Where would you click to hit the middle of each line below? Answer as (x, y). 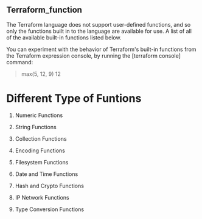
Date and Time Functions (47, 174)
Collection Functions (41, 138)
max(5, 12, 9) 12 (41, 74)
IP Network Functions (42, 197)
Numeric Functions (39, 115)
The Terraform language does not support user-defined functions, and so (99, 24)
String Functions (36, 127)
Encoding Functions (40, 150)
